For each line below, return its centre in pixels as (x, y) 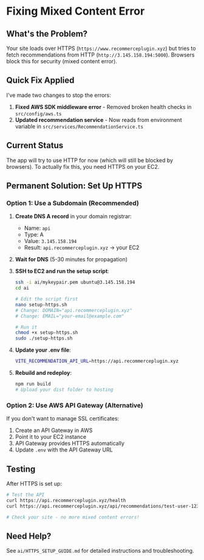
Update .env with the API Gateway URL (64, 450)
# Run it (26, 327)
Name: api (37, 228)
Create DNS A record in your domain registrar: (73, 216)
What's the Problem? (47, 34)
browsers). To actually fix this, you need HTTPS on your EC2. (83, 166)
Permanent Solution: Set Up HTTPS (74, 186)
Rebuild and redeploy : (43, 373)
